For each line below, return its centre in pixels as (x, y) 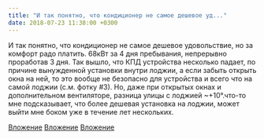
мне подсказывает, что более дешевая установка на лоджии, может (124, 104)
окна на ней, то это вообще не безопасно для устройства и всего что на (130, 79)
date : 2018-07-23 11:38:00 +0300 (63, 23)
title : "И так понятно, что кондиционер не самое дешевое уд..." (117, 15)
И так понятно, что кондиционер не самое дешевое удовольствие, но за (131, 45)
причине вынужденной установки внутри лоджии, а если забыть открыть (132, 70)
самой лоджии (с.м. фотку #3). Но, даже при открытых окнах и (115, 86)
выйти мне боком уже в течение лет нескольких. (91, 112)
